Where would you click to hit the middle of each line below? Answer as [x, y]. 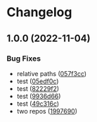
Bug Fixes [24, 59]
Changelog [39, 12]
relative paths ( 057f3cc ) [52, 73]
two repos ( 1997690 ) [47, 111]
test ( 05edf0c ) [38, 81]
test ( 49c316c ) [38, 104]
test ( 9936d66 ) [39, 96]
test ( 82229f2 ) [38, 88]
